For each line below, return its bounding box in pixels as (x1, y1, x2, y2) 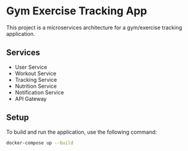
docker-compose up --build (6, 140, 74, 146)
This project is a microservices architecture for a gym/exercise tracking (6, 24, 183, 31)
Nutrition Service (14, 82, 57, 90)
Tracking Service (14, 76, 57, 83)
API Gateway (14, 95, 47, 102)
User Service (14, 63, 48, 70)
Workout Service (14, 70, 57, 77)
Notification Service (14, 88, 64, 96)
